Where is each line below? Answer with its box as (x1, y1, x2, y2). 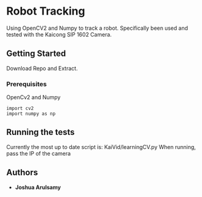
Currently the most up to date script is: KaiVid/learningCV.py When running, (6, 143, 196, 150)
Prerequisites (6, 80, 47, 88)
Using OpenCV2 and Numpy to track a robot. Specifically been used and (6, 24, 189, 32)
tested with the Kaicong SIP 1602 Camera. (6, 30, 112, 38)
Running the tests (6, 127, 75, 137)
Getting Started (6, 49, 66, 59)
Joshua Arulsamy (15, 184, 61, 191)
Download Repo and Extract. (6, 64, 78, 72)
